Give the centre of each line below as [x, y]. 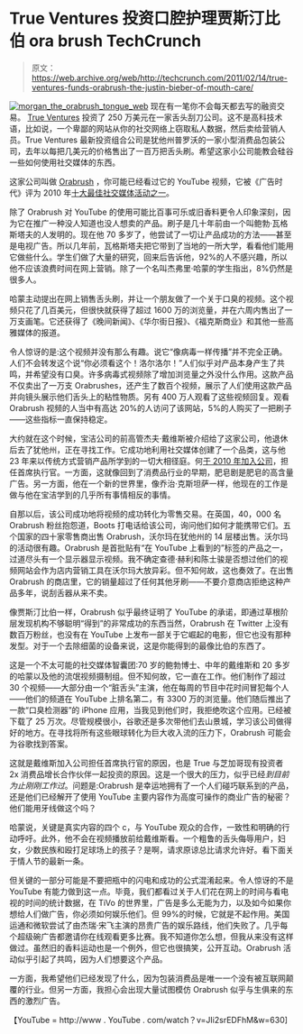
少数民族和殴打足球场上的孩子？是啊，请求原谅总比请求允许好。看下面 [155, 849]
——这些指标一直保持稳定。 [61, 419]
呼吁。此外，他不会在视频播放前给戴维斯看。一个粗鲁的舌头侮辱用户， [147, 838]
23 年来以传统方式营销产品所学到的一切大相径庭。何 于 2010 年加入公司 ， [145, 461]
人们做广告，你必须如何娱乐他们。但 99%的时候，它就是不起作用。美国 [157, 914]
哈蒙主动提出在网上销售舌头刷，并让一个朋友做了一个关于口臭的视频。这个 [147, 298]
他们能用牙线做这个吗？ [53, 808]
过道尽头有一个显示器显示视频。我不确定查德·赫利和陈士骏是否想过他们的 [145, 559]
